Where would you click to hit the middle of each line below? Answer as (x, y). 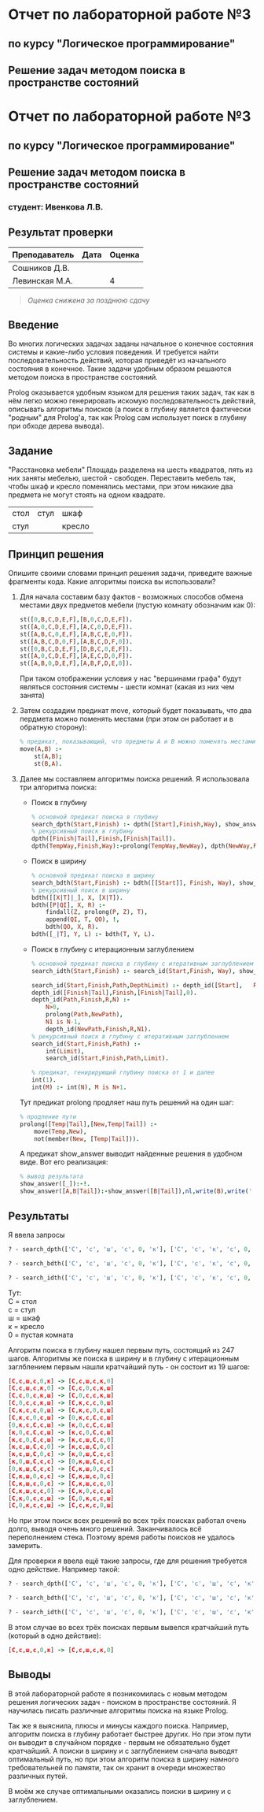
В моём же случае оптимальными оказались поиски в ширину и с (120, 1791)
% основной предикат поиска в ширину (93, 876)
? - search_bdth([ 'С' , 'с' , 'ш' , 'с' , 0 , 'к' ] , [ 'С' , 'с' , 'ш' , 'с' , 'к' (132, 1598)
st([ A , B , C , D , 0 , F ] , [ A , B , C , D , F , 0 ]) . (76, 641)
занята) (32, 696)
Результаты (38, 1216)
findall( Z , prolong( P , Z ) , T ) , (97, 912)
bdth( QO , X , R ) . (72, 927)
